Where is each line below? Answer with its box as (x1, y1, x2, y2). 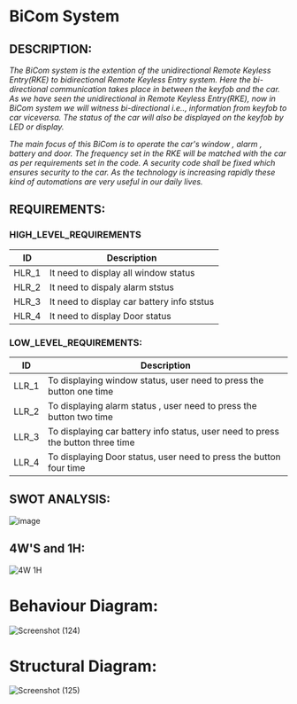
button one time (48, 385, 114, 397)
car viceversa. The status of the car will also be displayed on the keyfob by (9, 113, 285, 122)
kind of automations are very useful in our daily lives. (9, 176, 203, 187)
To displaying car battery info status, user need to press (48, 425, 280, 437)
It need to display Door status (49, 309, 171, 322)
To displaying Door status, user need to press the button (48, 450, 281, 463)
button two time (48, 411, 113, 423)
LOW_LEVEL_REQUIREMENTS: (9, 336, 143, 348)
